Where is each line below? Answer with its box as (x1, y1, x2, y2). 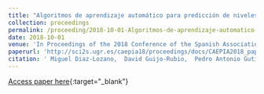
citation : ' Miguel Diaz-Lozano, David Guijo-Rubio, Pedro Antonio (8, 56, 241, 63)
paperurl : (8, 48, 41, 56)
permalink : (8, 26, 44, 34)
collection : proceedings (8, 19, 90, 27)
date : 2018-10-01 (8, 33, 65, 42)
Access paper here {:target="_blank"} (8, 76, 129, 86)
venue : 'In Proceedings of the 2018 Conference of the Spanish (8, 41, 220, 49)
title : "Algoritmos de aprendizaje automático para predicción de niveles (8, 11, 258, 20)
